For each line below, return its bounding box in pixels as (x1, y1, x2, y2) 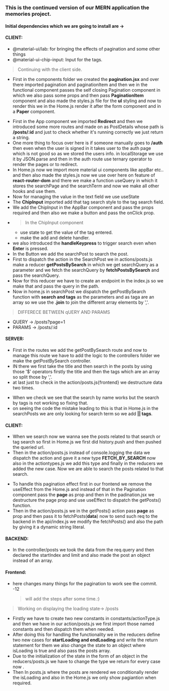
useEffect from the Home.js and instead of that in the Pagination (12, 486, 146, 493)
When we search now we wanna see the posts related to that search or (12, 433, 160, 439)
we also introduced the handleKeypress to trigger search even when (12, 240, 156, 246)
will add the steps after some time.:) (25, 595, 100, 601)
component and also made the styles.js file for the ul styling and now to (12, 98, 161, 104)
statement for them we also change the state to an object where (12, 642, 146, 648)
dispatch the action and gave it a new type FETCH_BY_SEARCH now (12, 455, 156, 461)
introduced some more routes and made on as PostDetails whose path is (12, 124, 164, 130)
